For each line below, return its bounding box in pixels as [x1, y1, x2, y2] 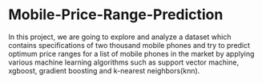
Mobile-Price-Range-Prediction [8, 6, 224, 24]
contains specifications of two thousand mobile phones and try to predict [8, 40, 251, 49]
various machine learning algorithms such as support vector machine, [8, 57, 239, 67]
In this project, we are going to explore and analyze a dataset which [8, 32, 232, 41]
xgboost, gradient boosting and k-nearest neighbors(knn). [8, 65, 200, 75]
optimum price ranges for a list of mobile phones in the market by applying [8, 49, 255, 58]
